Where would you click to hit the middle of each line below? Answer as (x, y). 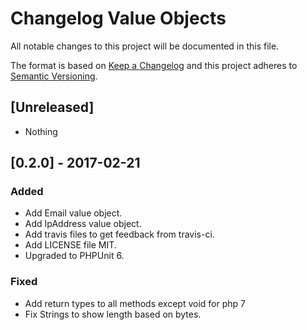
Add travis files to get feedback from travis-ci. (119, 234)
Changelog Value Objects (118, 18)
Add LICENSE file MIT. (70, 245)
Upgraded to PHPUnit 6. (74, 256)
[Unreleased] (52, 107)
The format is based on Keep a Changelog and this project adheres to (154, 65)
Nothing (41, 131)
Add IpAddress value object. (83, 224)
